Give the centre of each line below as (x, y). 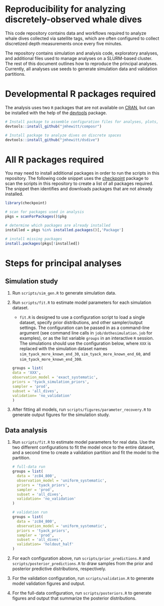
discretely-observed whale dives (73, 19)
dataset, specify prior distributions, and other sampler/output (81, 323)
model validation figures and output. (49, 583)
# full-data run (29, 467)
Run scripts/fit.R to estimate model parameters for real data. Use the (84, 442)
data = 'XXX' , (26, 373)
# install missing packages (34, 239)
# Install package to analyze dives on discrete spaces (63, 135)
